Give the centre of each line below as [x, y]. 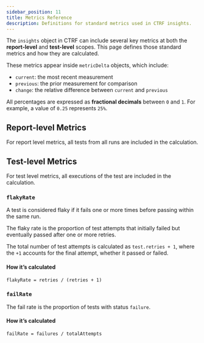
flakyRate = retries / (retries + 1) [54, 280]
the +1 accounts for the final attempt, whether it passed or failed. [87, 253]
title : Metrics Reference [39, 18]
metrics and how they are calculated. [53, 54]
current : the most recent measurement [64, 77]
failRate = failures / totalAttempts [54, 334]
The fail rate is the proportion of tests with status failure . [79, 307]
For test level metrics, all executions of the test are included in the [89, 176]
